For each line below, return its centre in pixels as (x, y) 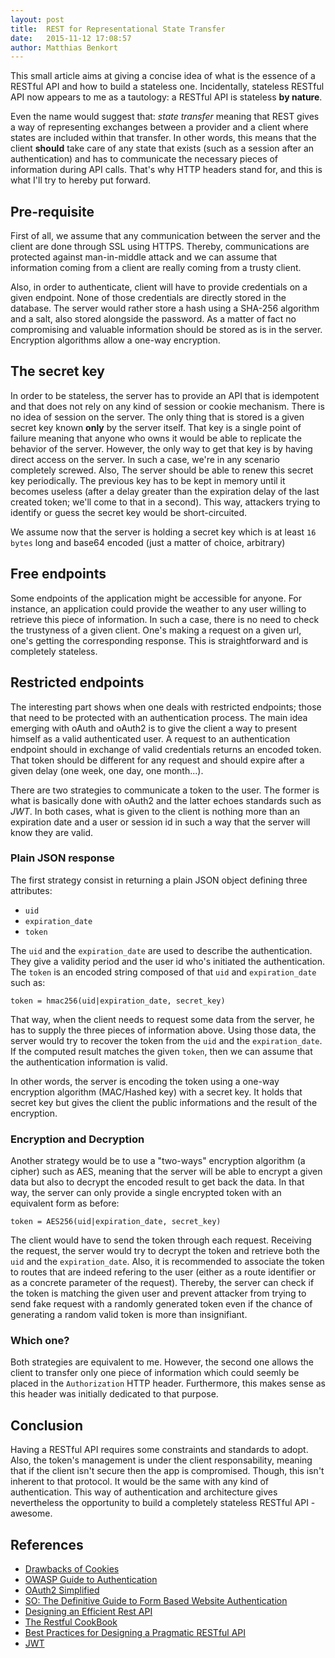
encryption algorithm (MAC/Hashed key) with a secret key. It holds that (156, 1092)
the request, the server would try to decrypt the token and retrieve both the (165, 1251)
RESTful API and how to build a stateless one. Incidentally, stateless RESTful (167, 87)
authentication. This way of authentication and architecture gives (144, 1492)
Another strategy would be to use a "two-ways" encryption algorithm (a (158, 1161)
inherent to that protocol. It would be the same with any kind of (140, 1482)
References (47, 1544)
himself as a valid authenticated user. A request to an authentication (150, 738)
